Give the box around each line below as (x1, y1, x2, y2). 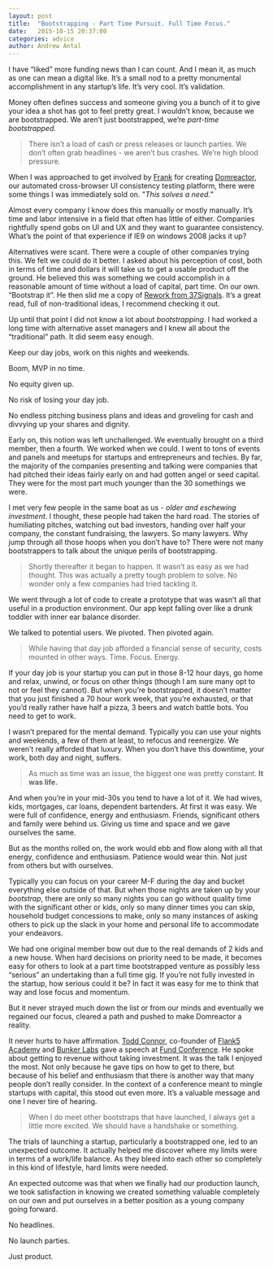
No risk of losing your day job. (8, 395, 110, 405)
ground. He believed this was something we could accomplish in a (8, 273, 230, 283)
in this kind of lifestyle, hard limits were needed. (8, 1162, 169, 1172)
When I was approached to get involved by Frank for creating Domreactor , (8, 172, 257, 182)
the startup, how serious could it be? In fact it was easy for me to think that (8, 979, 259, 988)
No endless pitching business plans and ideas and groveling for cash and (8, 411, 253, 421)
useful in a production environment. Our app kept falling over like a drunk (8, 604, 253, 613)
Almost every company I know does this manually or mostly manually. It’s (8, 205, 253, 216)
